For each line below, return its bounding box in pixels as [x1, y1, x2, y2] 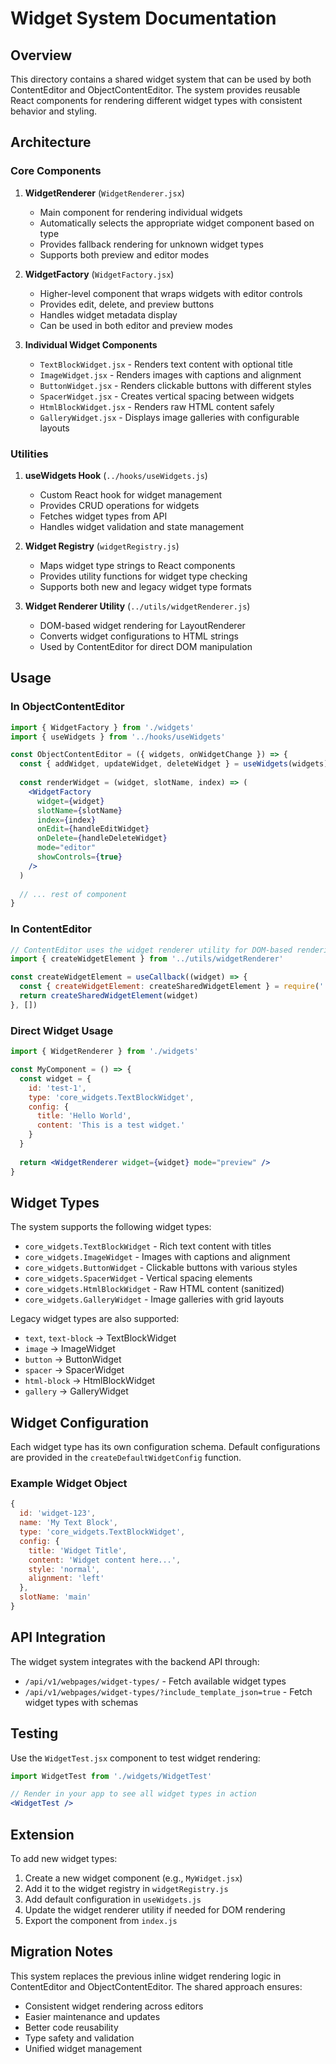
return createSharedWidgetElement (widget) [19, 991, 199, 1001]
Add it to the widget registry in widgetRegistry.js [24, 1883, 229, 1894]
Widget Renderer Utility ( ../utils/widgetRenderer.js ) [24, 600, 251, 612]
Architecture [10, 134, 92, 151]
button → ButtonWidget [24, 1353, 122, 1366]
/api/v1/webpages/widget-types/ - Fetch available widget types [24, 1675, 287, 1687]
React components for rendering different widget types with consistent [10, 95, 303, 106]
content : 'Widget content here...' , [28, 1555, 182, 1565]
